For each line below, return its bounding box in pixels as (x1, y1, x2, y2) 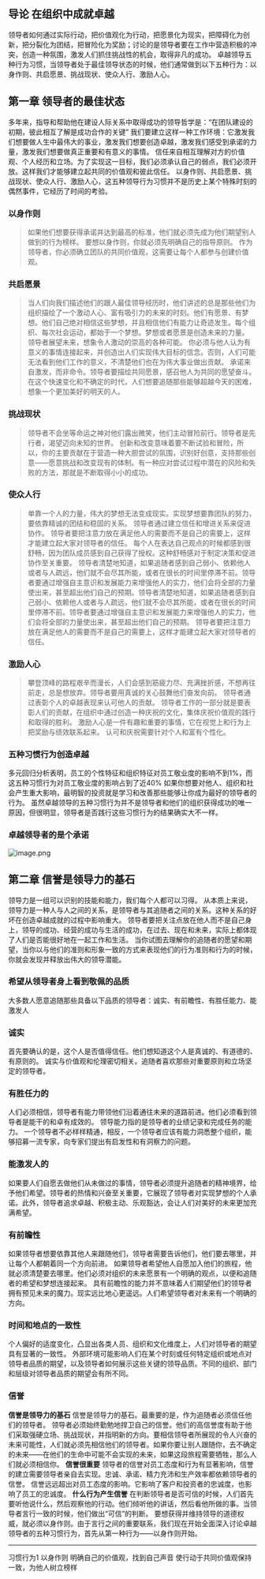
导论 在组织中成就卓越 (8, 7, 114, 21)
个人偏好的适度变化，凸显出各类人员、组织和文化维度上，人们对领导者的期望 (8, 1339, 257, 1348)
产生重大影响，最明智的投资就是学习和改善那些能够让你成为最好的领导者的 (14, 788, 257, 797)
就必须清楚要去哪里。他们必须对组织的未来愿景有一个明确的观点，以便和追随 (8, 1269, 257, 1277)
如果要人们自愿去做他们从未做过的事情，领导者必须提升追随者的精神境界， (8, 1178, 250, 1187)
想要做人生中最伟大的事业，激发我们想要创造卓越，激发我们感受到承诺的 (14, 137, 250, 146)
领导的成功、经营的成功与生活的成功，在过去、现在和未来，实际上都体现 (21, 925, 257, 934)
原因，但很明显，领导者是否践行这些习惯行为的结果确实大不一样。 (8, 808, 222, 817)
